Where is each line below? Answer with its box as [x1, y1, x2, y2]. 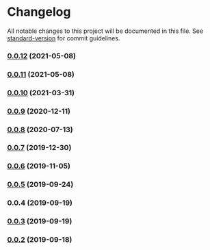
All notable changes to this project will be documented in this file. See [7, 27, 204, 35]
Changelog [7, 4, 71, 20]
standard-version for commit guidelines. [7, 34, 120, 42]
